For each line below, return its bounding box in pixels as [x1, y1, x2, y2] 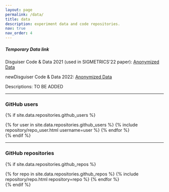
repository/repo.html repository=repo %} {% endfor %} [5, 176, 120, 182]
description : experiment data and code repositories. [5, 21, 121, 27]
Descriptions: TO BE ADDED [5, 83, 64, 89]
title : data [5, 17, 30, 22]
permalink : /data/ [5, 12, 44, 17]
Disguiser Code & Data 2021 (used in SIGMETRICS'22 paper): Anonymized [5, 59, 159, 65]
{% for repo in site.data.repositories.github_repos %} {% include [5, 171, 139, 177]
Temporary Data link [5, 46, 49, 52]
